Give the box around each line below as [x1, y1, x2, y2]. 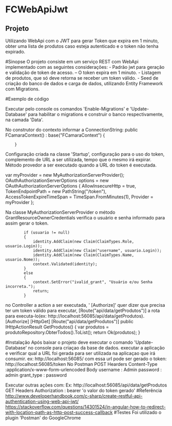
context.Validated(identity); [32, 262, 98, 267]
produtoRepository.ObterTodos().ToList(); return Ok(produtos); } [5, 329, 140, 335]
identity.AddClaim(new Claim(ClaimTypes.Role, [32, 239, 135, 244]
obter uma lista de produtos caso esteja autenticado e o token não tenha [5, 43, 159, 49]
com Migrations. [5, 86, 40, 92]
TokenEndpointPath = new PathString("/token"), [5, 189, 107, 194]
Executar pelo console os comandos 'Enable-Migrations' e [5, 106, 129, 112]
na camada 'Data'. [5, 117, 44, 123]
